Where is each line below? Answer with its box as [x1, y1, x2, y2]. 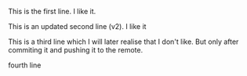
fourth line [8, 60, 42, 70]
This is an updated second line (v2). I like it [8, 22, 147, 31]
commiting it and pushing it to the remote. [8, 45, 143, 54]
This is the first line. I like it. [8, 7, 96, 16]
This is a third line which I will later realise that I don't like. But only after [8, 37, 239, 46]
